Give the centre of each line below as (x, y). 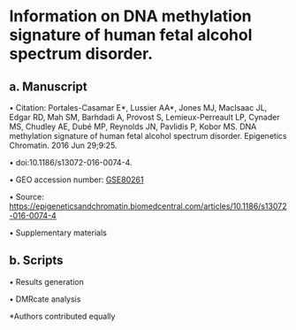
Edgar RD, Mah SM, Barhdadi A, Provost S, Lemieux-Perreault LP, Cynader (144, 117)
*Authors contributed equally (62, 316)
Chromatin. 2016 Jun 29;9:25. (63, 145)
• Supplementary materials (58, 233)
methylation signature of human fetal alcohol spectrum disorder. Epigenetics (148, 136)
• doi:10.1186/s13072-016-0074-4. (71, 162)
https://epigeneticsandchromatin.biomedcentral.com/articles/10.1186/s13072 (148, 206)
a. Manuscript (48, 86)
